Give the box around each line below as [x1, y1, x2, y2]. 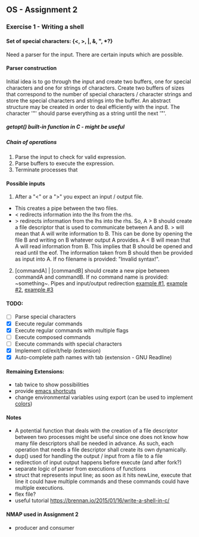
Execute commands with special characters [14, 340, 122, 347]
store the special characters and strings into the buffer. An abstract [6, 97, 171, 104]
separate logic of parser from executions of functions [14, 465, 147, 472]
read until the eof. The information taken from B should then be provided [14, 249, 193, 257]
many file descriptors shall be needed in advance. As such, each [14, 440, 174, 447]
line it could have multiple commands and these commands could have [14, 478, 189, 485]
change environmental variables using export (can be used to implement [14, 394, 193, 401]
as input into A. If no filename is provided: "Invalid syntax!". [14, 255, 160, 263]
